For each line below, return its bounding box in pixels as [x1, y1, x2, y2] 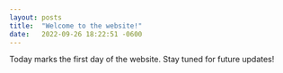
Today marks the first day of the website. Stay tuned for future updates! [9, 54, 275, 65]
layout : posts [9, 12, 63, 22]
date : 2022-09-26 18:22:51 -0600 [9, 29, 143, 38]
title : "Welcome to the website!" [9, 21, 143, 30]
